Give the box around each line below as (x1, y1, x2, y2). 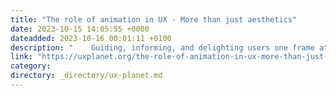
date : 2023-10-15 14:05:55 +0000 (10, 24, 150, 34)
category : (10, 61, 52, 71)
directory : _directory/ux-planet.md (10, 71, 163, 81)
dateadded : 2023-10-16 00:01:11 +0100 (10, 33, 172, 43)
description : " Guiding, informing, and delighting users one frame (10, 42, 315, 53)
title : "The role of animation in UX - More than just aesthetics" (10, 14, 298, 25)
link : (10, 52, 33, 62)
